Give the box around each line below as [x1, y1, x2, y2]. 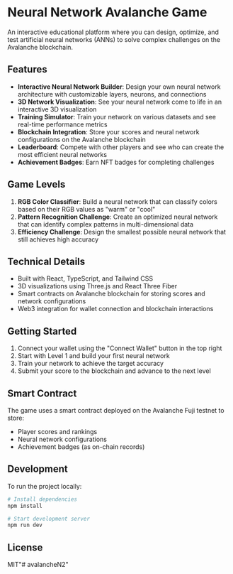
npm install [7, 502, 42, 509]
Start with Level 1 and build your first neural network [17, 352, 170, 360]
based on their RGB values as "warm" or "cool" [17, 205, 156, 213]
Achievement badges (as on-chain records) [17, 443, 145, 451]
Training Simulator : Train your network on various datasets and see [17, 112, 216, 121]
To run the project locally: [7, 482, 82, 490]
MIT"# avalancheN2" [7, 561, 69, 569]
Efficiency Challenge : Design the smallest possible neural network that [17, 227, 227, 236]
